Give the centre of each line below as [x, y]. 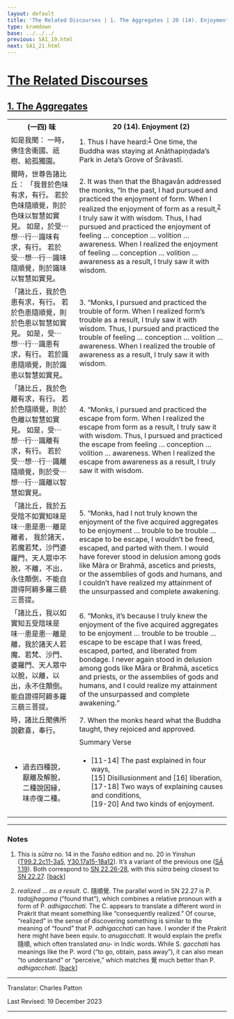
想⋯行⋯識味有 [36, 236]
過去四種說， [44, 767]
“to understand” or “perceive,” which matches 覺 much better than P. [116, 960]
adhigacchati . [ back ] [47, 968]
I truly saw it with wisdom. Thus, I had [140, 218]
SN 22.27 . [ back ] [41, 877]
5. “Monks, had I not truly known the [138, 513]
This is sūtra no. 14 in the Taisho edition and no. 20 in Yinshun [107, 855]
